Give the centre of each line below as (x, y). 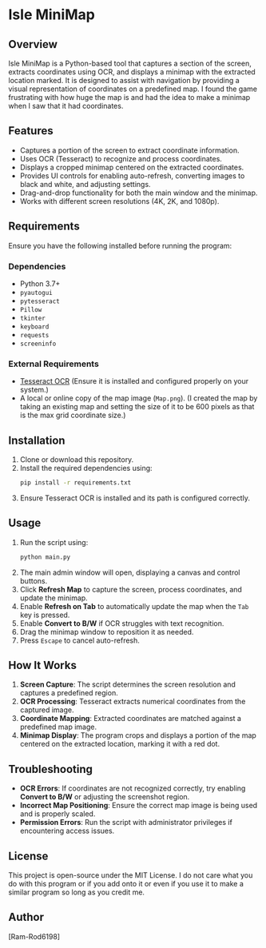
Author (26, 917)
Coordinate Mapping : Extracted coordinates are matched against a (131, 719)
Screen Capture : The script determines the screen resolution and (127, 684)
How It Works (43, 665)
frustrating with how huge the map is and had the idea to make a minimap (129, 97)
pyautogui (36, 293)
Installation (37, 440)
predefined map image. (58, 727)
